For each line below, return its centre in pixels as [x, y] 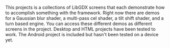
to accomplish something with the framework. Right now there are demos [82, 13]
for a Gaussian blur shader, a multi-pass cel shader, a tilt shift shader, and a [85, 18]
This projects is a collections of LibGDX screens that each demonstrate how [85, 7]
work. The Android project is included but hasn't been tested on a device [82, 34]
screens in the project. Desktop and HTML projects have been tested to [80, 29]
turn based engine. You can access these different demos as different [79, 23]
